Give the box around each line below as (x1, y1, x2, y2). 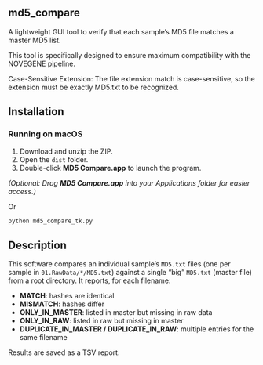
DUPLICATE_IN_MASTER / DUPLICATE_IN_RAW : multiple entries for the (19, 324, 254, 334)
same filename (19, 333, 68, 342)
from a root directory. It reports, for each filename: (8, 276, 171, 285)
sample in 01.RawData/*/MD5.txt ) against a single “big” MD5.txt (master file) (8, 268, 253, 277)
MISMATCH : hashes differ (19, 299, 104, 309)
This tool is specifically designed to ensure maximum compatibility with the (8, 50, 251, 60)
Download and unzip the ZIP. (19, 146, 113, 156)
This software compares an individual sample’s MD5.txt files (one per (8, 259, 231, 269)
